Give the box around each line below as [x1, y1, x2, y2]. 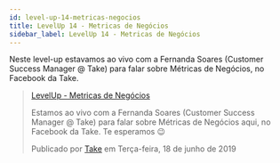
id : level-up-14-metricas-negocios [9, 12, 141, 22]
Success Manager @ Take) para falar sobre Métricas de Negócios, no [9, 63, 265, 74]
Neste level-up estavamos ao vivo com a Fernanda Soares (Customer [9, 54, 264, 65]
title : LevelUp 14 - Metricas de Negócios [9, 21, 169, 30]
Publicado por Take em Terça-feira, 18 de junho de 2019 [30, 143, 237, 154]
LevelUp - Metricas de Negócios [30, 90, 151, 101]
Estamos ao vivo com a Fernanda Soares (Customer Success [30, 108, 255, 118]
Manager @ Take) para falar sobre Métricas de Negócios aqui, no [30, 117, 271, 127]
